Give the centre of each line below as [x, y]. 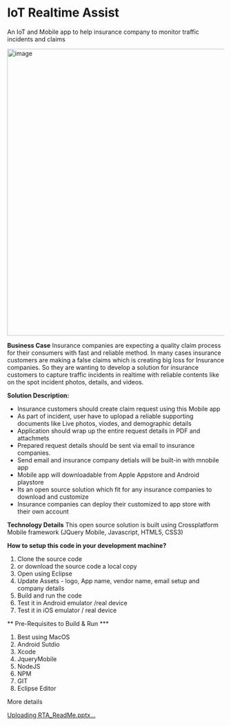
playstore [30, 482]
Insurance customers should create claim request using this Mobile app [119, 409]
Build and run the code [50, 596]
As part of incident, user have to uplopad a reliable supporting [105, 416]
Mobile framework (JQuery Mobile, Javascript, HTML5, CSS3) [96, 532]
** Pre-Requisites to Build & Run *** [58, 623]
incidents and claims [36, 39]
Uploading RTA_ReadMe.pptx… [51, 715]
